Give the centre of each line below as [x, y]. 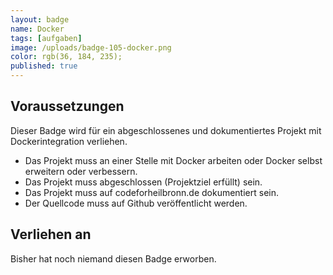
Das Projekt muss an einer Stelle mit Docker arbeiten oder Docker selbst [173, 160]
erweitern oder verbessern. [81, 171]
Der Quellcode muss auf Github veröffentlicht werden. [136, 203]
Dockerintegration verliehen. [69, 141]
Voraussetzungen [67, 106]
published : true [44, 66]
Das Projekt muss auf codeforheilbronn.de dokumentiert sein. [152, 192]
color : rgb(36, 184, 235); [66, 57]
